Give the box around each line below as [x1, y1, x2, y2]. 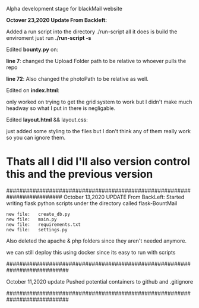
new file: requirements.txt [6, 221, 81, 228]
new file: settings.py [6, 227, 68, 232]
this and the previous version [6, 168, 153, 181]
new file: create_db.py [6, 211, 70, 217]
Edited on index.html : [6, 87, 59, 94]
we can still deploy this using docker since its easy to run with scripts [6, 249, 176, 256]
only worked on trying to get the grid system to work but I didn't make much [6, 98, 192, 105]
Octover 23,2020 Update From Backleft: [6, 17, 108, 23]
